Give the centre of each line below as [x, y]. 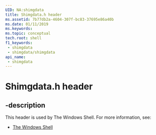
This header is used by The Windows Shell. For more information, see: [78, 117]
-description [25, 105]
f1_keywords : [19, 43]
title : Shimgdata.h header [34, 15]
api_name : [16, 57]
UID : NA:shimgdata [24, 10]
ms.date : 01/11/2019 [27, 24]
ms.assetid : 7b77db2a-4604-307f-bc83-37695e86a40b [60, 19]
